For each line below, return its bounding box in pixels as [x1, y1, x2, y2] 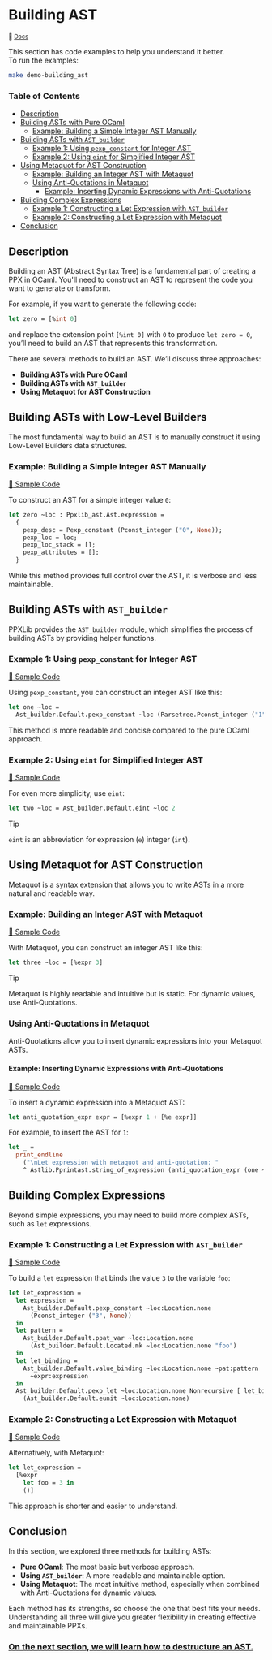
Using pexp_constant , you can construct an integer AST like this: [8, 688, 223, 698]
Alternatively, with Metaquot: [8, 1448, 104, 1458]
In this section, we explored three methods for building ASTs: [8, 1545, 212, 1556]
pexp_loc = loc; [23, 534, 79, 542]
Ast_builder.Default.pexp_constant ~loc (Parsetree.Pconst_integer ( [15, 711, 255, 720]
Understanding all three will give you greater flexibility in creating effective [8, 1612, 257, 1622]
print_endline [15, 1151, 63, 1159]
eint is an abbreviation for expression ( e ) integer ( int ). [8, 835, 190, 845]
